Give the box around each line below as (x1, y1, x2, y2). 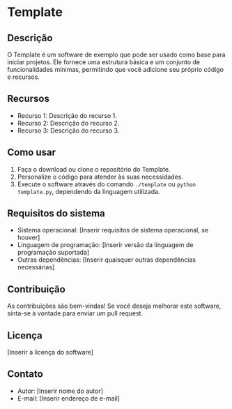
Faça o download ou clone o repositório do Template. (17, 165, 171, 173)
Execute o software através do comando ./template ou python (17, 179, 196, 188)
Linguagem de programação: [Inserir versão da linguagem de (17, 241, 194, 249)
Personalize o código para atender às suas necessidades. (17, 172, 183, 181)
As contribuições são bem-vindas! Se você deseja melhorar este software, (7, 302, 222, 311)
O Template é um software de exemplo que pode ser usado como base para (7, 50, 226, 59)
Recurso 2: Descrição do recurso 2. (17, 119, 120, 127)
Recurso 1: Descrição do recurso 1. (17, 111, 117, 119)
